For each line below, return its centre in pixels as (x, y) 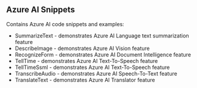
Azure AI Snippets (41, 10)
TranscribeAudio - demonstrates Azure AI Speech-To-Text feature (96, 73)
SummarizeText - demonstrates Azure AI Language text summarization (102, 36)
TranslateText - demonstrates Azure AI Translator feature (85, 80)
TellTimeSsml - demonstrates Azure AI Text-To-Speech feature (92, 67)
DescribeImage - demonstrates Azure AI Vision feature (82, 48)
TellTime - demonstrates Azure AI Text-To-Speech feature (86, 61)
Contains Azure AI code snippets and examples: (65, 24)
